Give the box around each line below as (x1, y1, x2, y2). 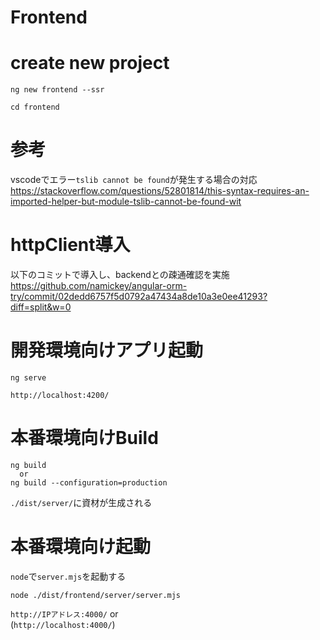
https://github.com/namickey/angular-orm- (10, 280, 188, 291)
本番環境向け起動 (10, 536, 152, 558)
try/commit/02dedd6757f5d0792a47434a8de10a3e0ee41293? (10, 291, 268, 302)
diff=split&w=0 (10, 301, 72, 313)
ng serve (10, 372, 47, 383)
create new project (10, 52, 170, 75)
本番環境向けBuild (10, 427, 159, 450)
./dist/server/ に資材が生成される (10, 496, 153, 508)
